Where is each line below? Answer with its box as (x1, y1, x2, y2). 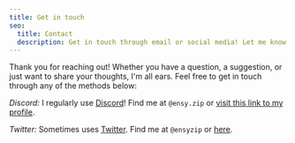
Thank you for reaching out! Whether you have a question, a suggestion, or (9, 62, 283, 72)
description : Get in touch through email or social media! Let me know (17, 37, 287, 47)
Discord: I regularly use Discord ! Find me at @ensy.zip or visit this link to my (9, 98, 284, 109)
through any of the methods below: (9, 80, 137, 91)
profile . (9, 107, 35, 117)
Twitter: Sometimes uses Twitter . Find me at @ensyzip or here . (9, 124, 233, 135)
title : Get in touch (9, 12, 86, 22)
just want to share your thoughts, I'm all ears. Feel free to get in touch (9, 71, 262, 82)
